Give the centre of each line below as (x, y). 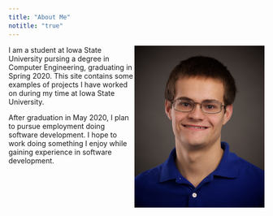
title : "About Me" (39, 17)
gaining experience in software (60, 152)
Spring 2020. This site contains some (71, 76)
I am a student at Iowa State (55, 50)
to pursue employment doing (57, 126)
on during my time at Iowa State (62, 93)
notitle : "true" (36, 26)
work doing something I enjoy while (68, 143)
